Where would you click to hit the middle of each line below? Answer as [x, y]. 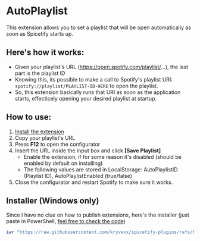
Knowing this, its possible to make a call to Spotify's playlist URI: [93, 79]
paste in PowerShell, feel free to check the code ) [66, 221]
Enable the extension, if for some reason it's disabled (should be [102, 157]
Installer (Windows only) [53, 201]
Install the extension [39, 132]
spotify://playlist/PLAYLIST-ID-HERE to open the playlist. [86, 86]
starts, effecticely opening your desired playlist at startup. [85, 98]
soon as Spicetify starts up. [40, 33]
